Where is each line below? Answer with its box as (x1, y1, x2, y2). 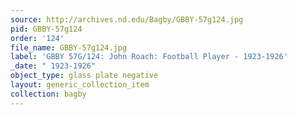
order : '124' (10, 33, 65, 43)
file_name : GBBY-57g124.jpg (10, 42, 128, 53)
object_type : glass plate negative (10, 71, 159, 81)
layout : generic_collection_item (10, 80, 150, 90)
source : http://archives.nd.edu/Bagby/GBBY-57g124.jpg (10, 14, 244, 25)
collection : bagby (10, 89, 87, 99)
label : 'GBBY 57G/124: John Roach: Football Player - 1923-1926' (10, 52, 288, 62)
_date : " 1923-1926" (10, 61, 97, 71)
